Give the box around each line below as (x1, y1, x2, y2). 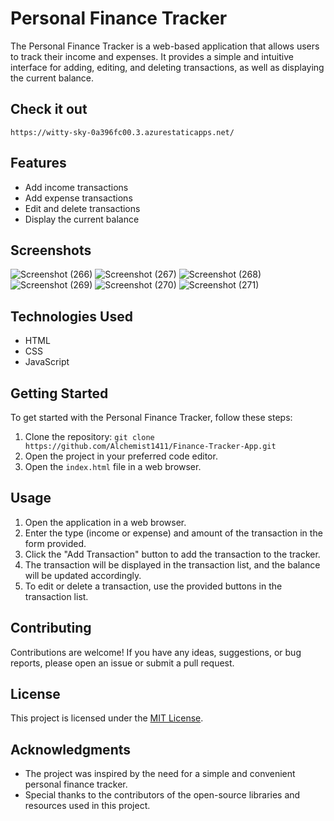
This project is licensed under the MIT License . (10, 712, 204, 724)
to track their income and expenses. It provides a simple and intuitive (10, 50, 294, 62)
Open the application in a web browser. (24, 516, 187, 528)
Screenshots (10, 242, 92, 259)
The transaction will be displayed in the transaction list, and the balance (24, 558, 321, 571)
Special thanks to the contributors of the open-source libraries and (24, 789, 301, 801)
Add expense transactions (24, 192, 133, 204)
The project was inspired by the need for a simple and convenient (24, 768, 296, 780)
